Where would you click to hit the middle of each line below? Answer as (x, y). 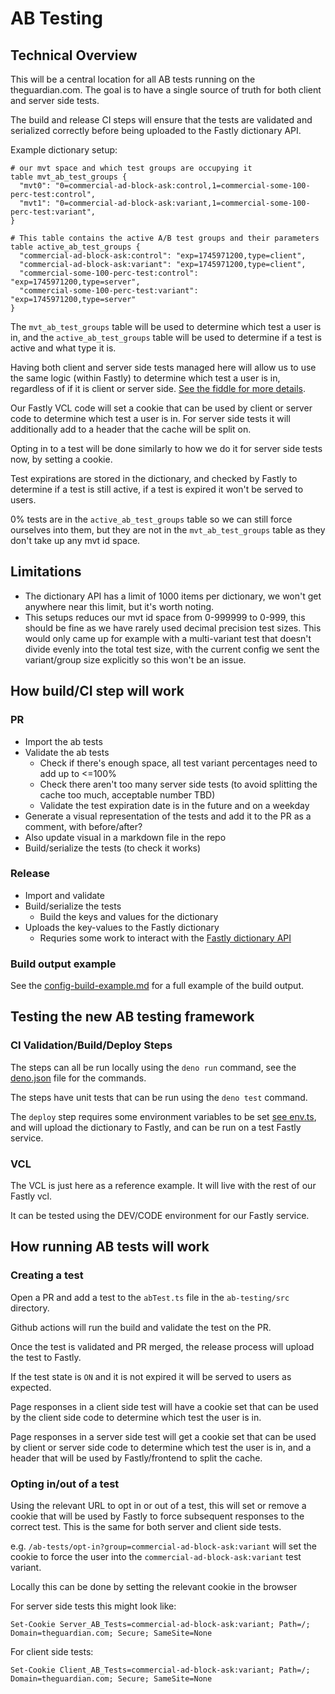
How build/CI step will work (97, 691)
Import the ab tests (63, 741)
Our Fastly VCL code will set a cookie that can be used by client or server (161, 408)
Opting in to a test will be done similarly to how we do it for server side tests (166, 448)
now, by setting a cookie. (61, 459)
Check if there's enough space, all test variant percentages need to (178, 763)
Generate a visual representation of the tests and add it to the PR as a (168, 816)
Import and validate (64, 895)
